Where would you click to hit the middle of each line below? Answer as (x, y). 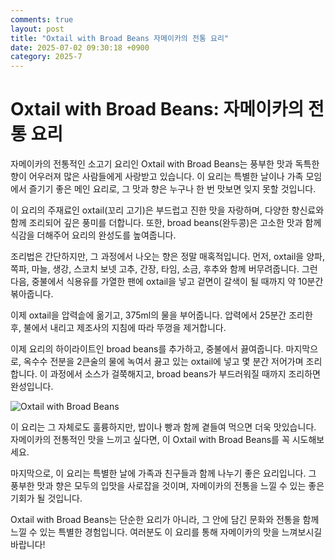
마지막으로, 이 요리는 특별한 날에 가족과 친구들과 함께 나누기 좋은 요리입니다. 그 (163, 473)
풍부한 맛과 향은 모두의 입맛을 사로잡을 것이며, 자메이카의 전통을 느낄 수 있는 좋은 (167, 486)
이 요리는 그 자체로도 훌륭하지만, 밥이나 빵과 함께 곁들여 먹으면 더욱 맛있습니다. (163, 427)
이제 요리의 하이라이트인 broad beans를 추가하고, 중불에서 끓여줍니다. (147, 349)
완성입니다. (32, 387)
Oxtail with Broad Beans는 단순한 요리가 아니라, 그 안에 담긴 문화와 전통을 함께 (165, 520)
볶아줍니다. (32, 294)
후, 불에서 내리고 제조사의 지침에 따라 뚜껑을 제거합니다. (118, 328)
